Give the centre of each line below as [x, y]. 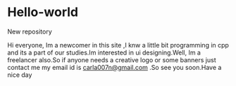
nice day [20, 75]
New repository [30, 31]
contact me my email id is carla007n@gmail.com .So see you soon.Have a [114, 67]
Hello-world [43, 12]
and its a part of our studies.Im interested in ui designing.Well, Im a [104, 52]
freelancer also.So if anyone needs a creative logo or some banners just [112, 59]
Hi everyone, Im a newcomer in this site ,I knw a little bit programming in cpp [118, 45]
